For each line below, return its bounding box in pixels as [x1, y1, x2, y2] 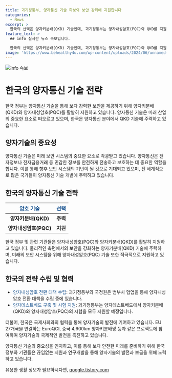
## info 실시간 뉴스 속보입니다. [10, 36, 71, 42]
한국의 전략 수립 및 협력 [5, 274, 74, 283]
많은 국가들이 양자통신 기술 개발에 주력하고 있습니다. [10, 172, 115, 178]
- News [10, 17, 24, 22]
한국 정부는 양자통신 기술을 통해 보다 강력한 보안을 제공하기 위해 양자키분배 [5, 103, 155, 109]
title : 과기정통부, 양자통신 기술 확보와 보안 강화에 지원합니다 [5, 7, 122, 13]
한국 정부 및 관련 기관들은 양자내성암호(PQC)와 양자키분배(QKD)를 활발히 [5, 239, 152, 245]
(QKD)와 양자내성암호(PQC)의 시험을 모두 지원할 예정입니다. [12, 308, 133, 314]
